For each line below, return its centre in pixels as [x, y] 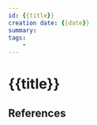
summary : [22, 30]
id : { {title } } [32, 15]
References [37, 113]
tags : [17, 38]
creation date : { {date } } [49, 23]
